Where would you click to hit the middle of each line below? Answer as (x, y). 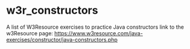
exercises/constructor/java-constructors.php (62, 39)
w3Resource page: (30, 33)
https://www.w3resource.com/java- (98, 33)
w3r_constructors (52, 10)
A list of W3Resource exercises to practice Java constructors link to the (95, 27)
